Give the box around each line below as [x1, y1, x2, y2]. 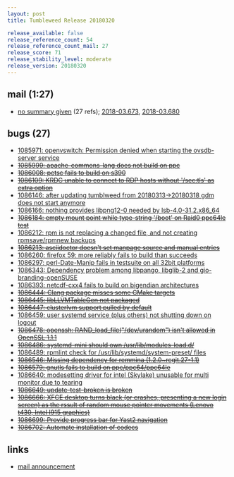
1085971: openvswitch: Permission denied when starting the [17, 146, 192, 155]
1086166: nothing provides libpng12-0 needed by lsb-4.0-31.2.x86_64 [17, 206, 220, 215]
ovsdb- [193, 146, 215, 155]
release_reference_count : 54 [7, 36, 93, 43]
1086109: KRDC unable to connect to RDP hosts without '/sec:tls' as [17, 176, 215, 185]
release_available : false [7, 30, 83, 37]
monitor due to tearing [17, 378, 83, 387]
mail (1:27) [7, 89, 54, 101]
